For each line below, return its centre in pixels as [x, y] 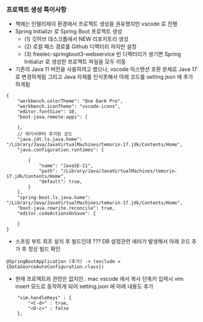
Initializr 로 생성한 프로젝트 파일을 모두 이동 [75, 62]
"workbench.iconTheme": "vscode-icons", [69, 107]
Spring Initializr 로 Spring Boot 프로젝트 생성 [68, 31]
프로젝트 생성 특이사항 [36, 9]
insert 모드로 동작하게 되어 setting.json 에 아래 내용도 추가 [84, 286]
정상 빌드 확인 [44, 249]
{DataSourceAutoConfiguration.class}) [55, 267]
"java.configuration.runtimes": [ [61, 150]
